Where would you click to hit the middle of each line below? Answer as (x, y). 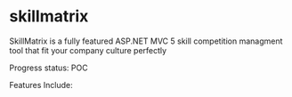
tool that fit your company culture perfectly (88, 50)
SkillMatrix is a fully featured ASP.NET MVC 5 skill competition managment (146, 41)
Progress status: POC (49, 68)
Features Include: (41, 85)
